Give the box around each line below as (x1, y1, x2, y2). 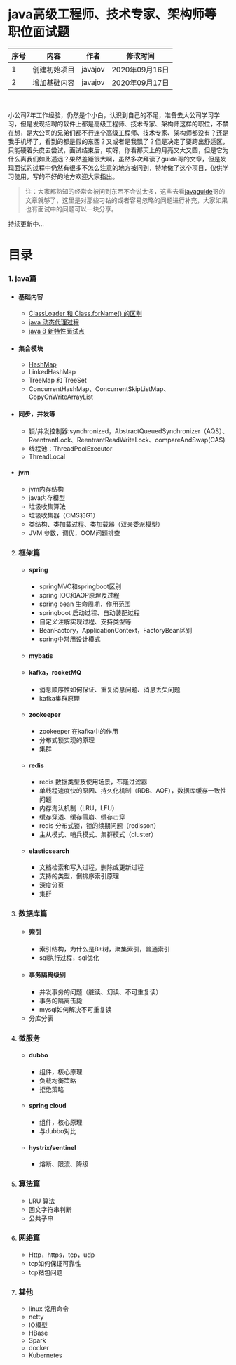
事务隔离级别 (28, 970, 66, 980)
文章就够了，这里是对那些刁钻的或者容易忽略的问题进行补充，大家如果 (25, 196, 228, 204)
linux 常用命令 (28, 1305, 69, 1313)
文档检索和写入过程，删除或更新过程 (39, 863, 144, 871)
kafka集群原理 (39, 694, 80, 702)
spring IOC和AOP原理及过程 (39, 591, 120, 599)
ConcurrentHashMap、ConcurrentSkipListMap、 (28, 385, 170, 393)
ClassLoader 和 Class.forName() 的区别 (28, 310, 142, 318)
